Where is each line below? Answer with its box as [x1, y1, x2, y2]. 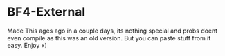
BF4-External [7, 4, 86, 20]
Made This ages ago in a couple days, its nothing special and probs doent [7, 27, 218, 35]
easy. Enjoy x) [7, 41, 47, 49]
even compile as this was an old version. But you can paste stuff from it [7, 33, 211, 42]
